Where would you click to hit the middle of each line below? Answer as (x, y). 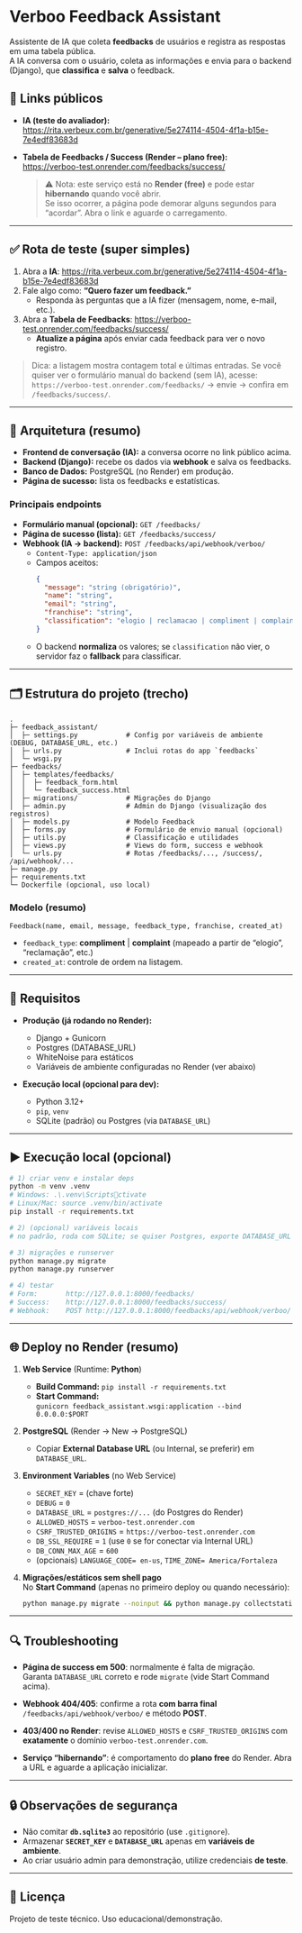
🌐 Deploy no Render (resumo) (94, 1348)
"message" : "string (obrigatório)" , (112, 588)
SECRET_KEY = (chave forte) (85, 1492)
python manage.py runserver (62, 1269)
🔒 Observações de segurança (93, 1805)
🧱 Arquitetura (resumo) (75, 430)
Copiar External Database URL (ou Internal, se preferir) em (145, 1448)
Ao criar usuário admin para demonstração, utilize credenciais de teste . (155, 1860)
